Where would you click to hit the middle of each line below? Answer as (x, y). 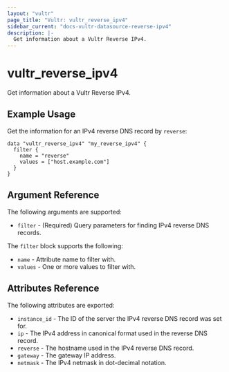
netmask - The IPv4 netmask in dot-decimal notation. (92, 362)
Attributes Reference (53, 289)
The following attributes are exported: (61, 305)
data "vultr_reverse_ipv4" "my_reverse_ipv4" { (77, 143)
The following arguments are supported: (65, 212)
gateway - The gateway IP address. (66, 355)
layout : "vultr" (30, 13)
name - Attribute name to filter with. (66, 259)
